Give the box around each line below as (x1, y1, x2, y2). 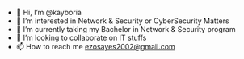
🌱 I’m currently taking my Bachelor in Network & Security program (15, 25, 236, 33)
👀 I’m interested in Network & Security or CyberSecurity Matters (15, 16, 229, 26)
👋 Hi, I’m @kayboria (15, 8, 82, 17)
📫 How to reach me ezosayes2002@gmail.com (15, 42, 175, 51)
